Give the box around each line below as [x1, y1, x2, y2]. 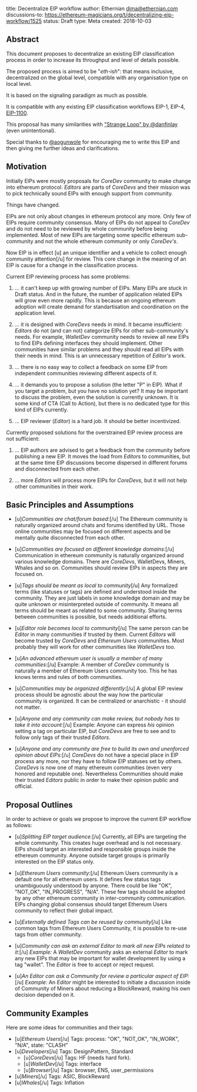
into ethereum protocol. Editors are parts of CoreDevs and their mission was [6, 184, 191, 191]
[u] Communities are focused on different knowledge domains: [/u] [14, 545, 175, 552]
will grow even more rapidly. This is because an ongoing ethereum [14, 297, 176, 304]
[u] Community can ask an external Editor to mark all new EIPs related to [14, 943, 191, 950]
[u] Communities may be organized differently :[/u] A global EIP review [14, 685, 183, 692]
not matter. [14, 704, 41, 711]
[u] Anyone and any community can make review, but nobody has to [14, 715, 180, 723]
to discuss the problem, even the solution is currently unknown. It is [14, 394, 179, 401]
